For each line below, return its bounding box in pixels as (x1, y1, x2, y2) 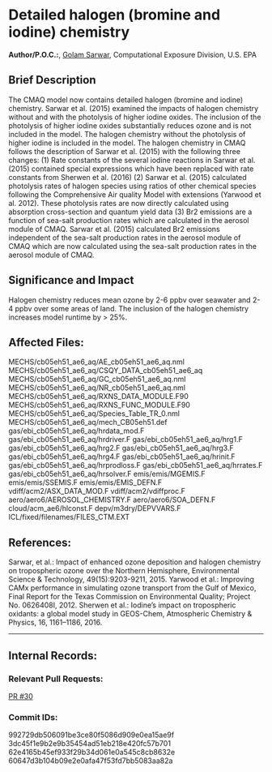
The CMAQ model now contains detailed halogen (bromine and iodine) (8, 95, 244, 105)
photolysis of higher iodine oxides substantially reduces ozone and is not (8, 120, 252, 131)
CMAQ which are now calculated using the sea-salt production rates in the (8, 241, 257, 251)
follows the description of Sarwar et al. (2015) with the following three (8, 146, 241, 156)
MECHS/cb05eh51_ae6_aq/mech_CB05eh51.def (8, 418, 168, 427)
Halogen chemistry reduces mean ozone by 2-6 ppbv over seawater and (8, 294, 251, 305)
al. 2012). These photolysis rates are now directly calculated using (8, 198, 229, 208)
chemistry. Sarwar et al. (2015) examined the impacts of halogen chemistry (8, 103, 259, 113)
